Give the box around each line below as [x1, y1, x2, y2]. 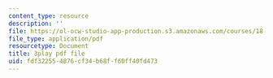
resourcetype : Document [8, 42, 89, 50]
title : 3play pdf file [8, 50, 85, 58]
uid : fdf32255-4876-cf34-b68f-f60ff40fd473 [8, 58, 158, 66]
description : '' [8, 19, 63, 28]
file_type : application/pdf [8, 34, 104, 43]
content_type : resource [8, 11, 89, 20]
